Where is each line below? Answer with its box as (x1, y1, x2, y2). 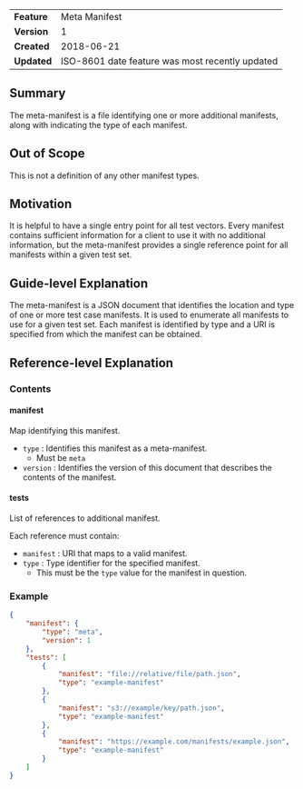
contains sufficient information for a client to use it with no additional (9, 230, 266, 241)
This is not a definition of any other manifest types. (9, 170, 200, 181)
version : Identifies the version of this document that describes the (22, 462, 272, 473)
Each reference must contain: (9, 530, 120, 541)
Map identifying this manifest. (9, 424, 121, 435)
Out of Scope (9, 145, 85, 162)
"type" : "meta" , (42, 627, 103, 637)
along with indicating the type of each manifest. (9, 119, 188, 130)
